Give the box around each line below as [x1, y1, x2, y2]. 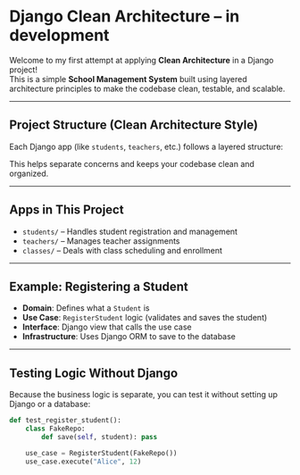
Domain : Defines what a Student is [21, 303, 150, 313]
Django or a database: [9, 399, 91, 410]
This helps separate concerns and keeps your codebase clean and [9, 158, 254, 169]
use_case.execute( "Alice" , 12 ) [25, 457, 142, 466]
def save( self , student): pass [41, 432, 158, 441]
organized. [9, 168, 49, 179]
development [9, 25, 110, 46]
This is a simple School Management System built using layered [9, 73, 247, 84]
